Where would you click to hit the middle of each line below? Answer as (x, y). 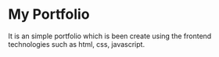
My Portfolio (49, 14)
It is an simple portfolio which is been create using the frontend (110, 36)
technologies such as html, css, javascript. (77, 44)
